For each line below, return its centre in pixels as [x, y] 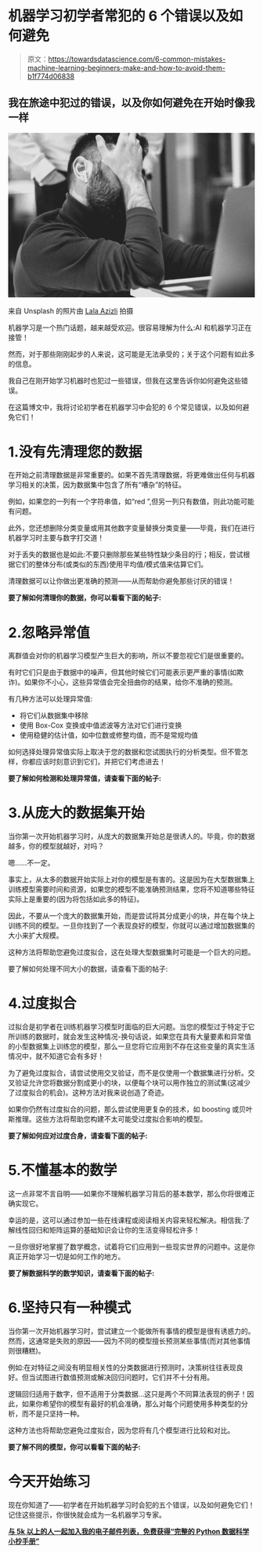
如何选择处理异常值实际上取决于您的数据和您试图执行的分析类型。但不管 [124, 752]
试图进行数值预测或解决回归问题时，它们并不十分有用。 [124, 1377]
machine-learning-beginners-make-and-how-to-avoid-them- [126, 68]
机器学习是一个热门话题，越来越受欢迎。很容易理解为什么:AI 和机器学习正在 [130, 328]
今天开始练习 [50, 1482]
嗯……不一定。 [31, 863]
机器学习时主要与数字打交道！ [56, 538]
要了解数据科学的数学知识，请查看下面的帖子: [81, 1273]
